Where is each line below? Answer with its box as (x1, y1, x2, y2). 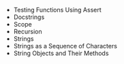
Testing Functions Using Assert (13, 6, 102, 14)
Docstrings (13, 13, 45, 21)
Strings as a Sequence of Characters (13, 42, 118, 50)
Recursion (13, 27, 42, 35)
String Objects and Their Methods (13, 49, 109, 57)
